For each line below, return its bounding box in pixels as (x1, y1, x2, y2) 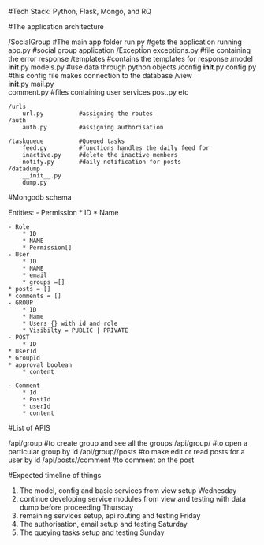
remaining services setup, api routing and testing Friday (19, 511, 201, 520)
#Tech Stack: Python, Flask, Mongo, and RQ (8, 7, 152, 16)
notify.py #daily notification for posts (22, 158, 181, 166)
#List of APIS (8, 424, 50, 432)
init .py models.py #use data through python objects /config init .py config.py (8, 62, 257, 72)
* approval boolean (8, 361, 73, 369)
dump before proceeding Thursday (19, 502, 134, 512)
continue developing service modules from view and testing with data (19, 495, 246, 503)
